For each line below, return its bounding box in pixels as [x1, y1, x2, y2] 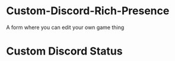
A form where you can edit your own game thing [6, 24, 125, 31]
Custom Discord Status [6, 44, 123, 58]
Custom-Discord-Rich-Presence [6, 4, 170, 18]
